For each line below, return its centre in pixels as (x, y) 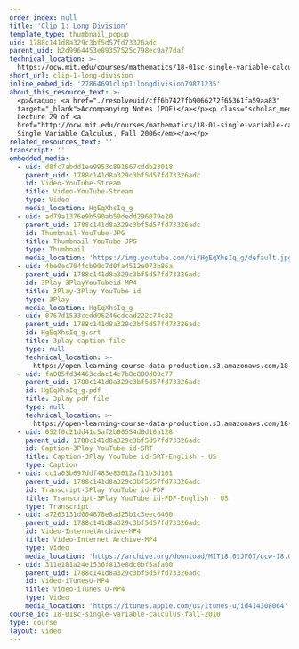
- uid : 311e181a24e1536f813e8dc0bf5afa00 (95, 564)
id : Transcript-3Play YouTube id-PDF (95, 490)
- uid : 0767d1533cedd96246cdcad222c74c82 (95, 316)
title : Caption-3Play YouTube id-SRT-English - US (121, 457)
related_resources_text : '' (61, 142)
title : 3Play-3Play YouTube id (83, 291)
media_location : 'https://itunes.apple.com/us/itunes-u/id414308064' (157, 606)
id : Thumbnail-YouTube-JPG (75, 233)
